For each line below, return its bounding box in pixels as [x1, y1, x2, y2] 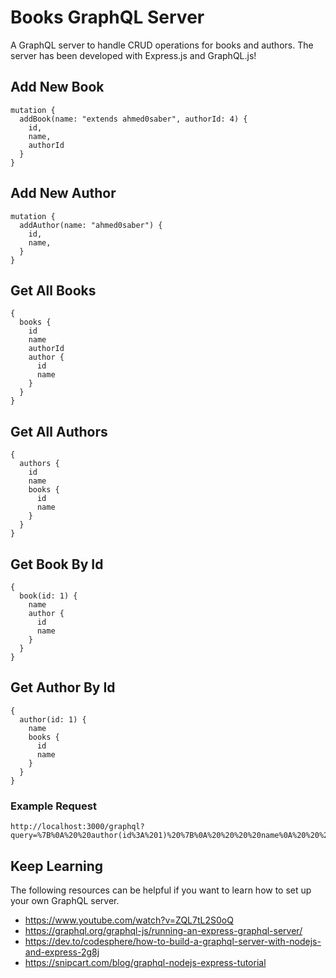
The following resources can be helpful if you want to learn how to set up [10, 884, 312, 896]
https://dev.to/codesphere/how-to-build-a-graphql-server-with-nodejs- [24, 935, 322, 947]
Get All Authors [10, 423, 108, 440]
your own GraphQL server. [10, 894, 120, 906]
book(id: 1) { [19, 591, 78, 601]
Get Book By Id [10, 556, 104, 573]
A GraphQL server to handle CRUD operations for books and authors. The [10, 39, 314, 51]
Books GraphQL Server [10, 6, 205, 29]
